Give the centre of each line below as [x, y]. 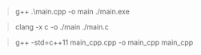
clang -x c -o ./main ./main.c [62, 27]
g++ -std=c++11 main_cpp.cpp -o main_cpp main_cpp [104, 42]
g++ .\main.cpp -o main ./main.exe [72, 12]
